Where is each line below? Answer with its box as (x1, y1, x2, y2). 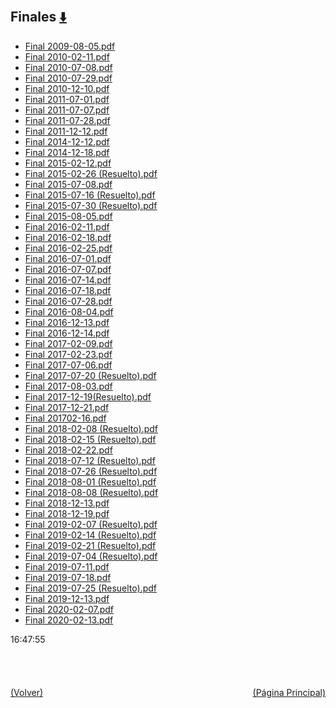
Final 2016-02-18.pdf (24, 231, 112, 243)
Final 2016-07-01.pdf (24, 252, 112, 264)
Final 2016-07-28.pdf (24, 295, 113, 307)
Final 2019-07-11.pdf (24, 560, 110, 573)
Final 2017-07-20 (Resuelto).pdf (24, 369, 157, 381)
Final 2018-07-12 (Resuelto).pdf (24, 454, 156, 466)
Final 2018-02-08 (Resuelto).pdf (24, 422, 158, 434)
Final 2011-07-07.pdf (24, 104, 110, 116)
